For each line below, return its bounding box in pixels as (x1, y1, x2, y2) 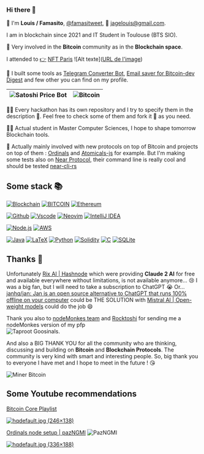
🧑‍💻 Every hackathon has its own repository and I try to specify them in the (6, 106, 194, 113)
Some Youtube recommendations (6, 389, 137, 399)
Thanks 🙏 (6, 254, 43, 264)
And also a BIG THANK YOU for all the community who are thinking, (6, 339, 177, 347)
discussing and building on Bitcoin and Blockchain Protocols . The (6, 346, 175, 353)
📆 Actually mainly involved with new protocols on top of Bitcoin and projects (6, 143, 198, 150)
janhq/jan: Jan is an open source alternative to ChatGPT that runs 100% (6, 290, 187, 297)
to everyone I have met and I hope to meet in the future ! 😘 (6, 359, 156, 366)
